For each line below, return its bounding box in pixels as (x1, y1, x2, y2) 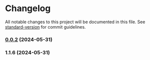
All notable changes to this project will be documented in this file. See (5, 19, 146, 25)
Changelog (5, 3, 51, 14)
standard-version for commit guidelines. (5, 24, 86, 30)
